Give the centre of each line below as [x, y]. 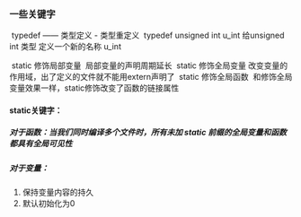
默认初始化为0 [49, 204]
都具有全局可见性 [41, 143]
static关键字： [36, 110]
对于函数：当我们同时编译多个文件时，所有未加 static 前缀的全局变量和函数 [148, 133]
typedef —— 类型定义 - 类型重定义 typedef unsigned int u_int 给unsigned [148, 35]
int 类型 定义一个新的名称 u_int [65, 47]
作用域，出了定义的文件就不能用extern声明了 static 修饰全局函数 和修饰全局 [151, 77]
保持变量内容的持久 [58, 192]
